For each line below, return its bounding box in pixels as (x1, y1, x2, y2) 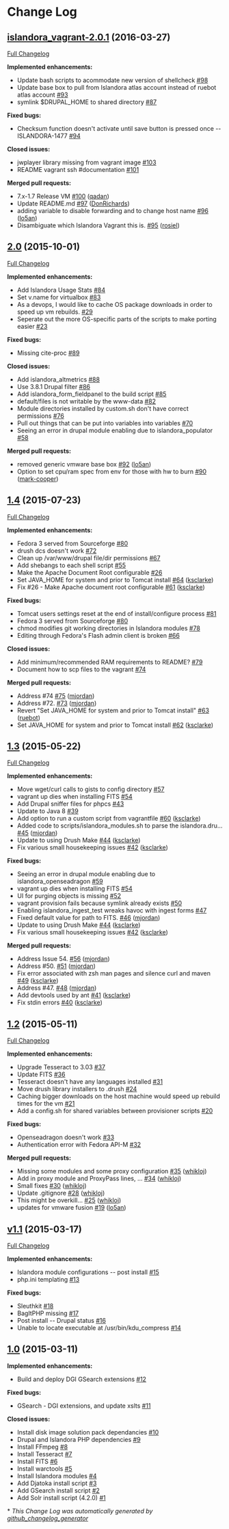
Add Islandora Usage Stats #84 (16, 286, 106, 294)
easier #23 (16, 322, 48, 330)
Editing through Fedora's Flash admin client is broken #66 (16, 631, 180, 639)
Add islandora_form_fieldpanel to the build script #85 (16, 390, 167, 398)
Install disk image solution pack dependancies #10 (16, 1428, 159, 1436)
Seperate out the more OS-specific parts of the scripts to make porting (16, 314, 217, 323)
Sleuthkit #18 (16, 1302, 54, 1310)
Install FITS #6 (16, 1457, 58, 1465)
